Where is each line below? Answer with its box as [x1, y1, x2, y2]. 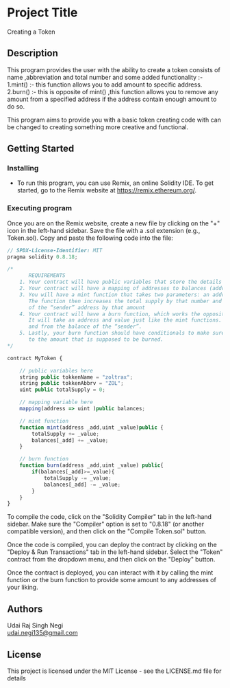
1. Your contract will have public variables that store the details [19, 278, 222, 286]
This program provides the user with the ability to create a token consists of [7, 65, 220, 74]
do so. [7, 102, 25, 111]
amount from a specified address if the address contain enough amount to [7, 95, 217, 103]
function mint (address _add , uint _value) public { [19, 424, 164, 431]
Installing [7, 164, 39, 173]
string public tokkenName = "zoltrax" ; [19, 373, 133, 381]
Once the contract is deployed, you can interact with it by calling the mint [7, 568, 214, 577]
